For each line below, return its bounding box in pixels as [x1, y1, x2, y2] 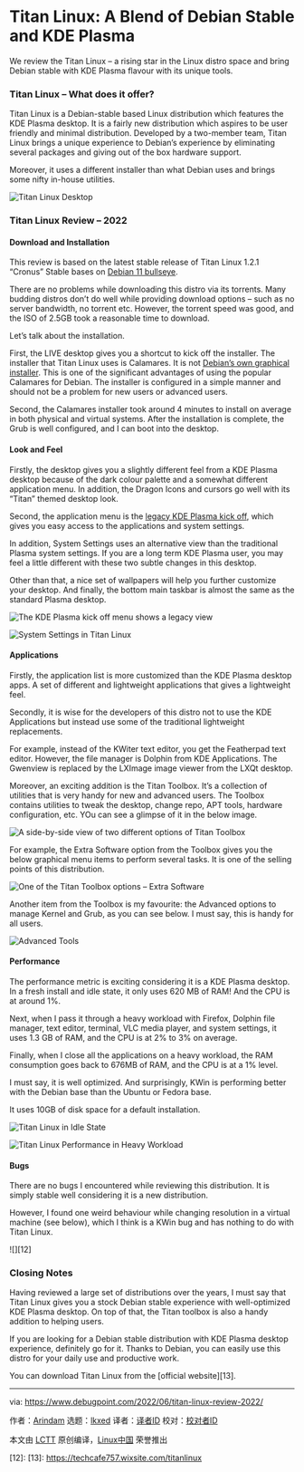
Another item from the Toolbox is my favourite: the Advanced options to [9, 899, 277, 909]
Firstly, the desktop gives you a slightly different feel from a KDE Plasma [9, 464, 278, 475]
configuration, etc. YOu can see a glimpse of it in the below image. [9, 809, 258, 820]
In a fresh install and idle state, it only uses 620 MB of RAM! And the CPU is [9, 986, 290, 996]
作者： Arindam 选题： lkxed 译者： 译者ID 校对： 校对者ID [9, 1415, 219, 1426]
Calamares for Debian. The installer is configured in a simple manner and [9, 377, 281, 388]
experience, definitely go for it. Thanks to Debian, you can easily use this [9, 1343, 281, 1354]
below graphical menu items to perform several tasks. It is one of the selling [9, 853, 292, 864]
